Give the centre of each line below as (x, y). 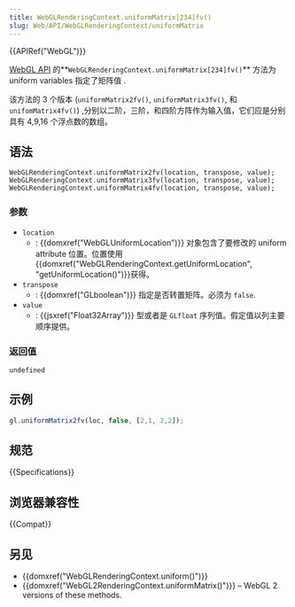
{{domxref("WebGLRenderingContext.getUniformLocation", (144, 263)
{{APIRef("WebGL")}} (48, 51)
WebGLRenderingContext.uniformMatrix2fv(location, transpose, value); (142, 173)
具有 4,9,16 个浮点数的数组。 (61, 121)
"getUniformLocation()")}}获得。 (94, 274)
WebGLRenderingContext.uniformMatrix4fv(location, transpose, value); (142, 188)
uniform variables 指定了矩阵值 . (68, 80)
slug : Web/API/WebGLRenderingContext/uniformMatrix (106, 26)
